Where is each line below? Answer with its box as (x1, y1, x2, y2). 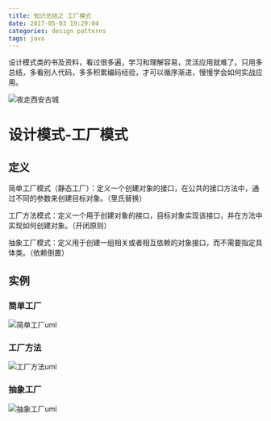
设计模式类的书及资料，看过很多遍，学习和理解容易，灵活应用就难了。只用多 (8, 57, 263, 67)
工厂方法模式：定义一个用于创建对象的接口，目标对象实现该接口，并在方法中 (8, 210, 263, 220)
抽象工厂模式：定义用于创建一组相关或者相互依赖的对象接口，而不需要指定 (8, 238, 256, 248)
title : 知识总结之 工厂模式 (8, 11, 92, 20)
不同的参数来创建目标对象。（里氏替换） (15, 194, 147, 203)
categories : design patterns (8, 27, 106, 35)
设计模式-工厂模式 (8, 126, 129, 144)
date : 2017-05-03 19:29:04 (8, 19, 99, 27)
